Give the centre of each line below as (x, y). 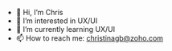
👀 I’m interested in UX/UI (57, 21)
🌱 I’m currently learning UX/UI (66, 29)
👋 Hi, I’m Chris (39, 12)
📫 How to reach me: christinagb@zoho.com (89, 38)
